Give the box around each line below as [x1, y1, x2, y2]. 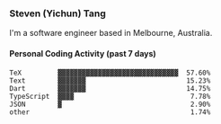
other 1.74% [9, 107, 211, 117]
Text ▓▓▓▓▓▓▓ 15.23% [9, 75, 211, 85]
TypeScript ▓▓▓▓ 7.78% [9, 92, 211, 101]
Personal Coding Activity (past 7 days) [9, 48, 157, 58]
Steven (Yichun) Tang [9, 7, 106, 20]
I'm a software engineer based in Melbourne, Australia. [9, 28, 213, 39]
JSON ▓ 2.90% [9, 100, 211, 109]
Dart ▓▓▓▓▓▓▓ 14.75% [9, 84, 211, 93]
